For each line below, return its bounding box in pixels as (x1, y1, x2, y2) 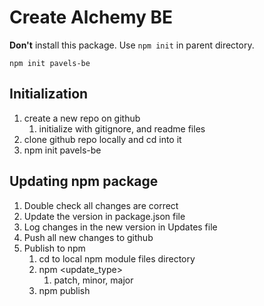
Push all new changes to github (23, 231, 154, 243)
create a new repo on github (23, 112, 141, 124)
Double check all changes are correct (23, 199, 179, 211)
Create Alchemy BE (9, 6, 174, 29)
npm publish (38, 284, 91, 296)
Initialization (9, 86, 89, 103)
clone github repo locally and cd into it (23, 133, 182, 145)
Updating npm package (9, 173, 159, 190)
